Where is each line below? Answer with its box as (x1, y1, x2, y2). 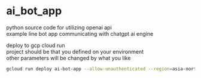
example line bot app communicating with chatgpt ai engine (6, 30, 154, 37)
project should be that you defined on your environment (6, 48, 144, 55)
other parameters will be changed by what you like (6, 54, 131, 61)
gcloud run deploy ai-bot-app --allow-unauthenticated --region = (6, 65, 172, 72)
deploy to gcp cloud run (6, 42, 65, 49)
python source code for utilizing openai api (6, 24, 112, 31)
